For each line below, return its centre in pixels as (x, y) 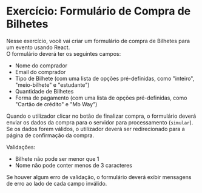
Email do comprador (40, 72)
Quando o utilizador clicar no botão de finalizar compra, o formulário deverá (101, 116)
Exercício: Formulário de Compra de (99, 11)
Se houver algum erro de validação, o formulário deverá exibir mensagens (99, 177)
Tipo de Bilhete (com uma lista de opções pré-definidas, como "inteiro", (105, 78)
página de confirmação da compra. (50, 135)
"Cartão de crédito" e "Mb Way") (56, 104)
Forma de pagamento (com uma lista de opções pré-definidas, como (101, 98)
